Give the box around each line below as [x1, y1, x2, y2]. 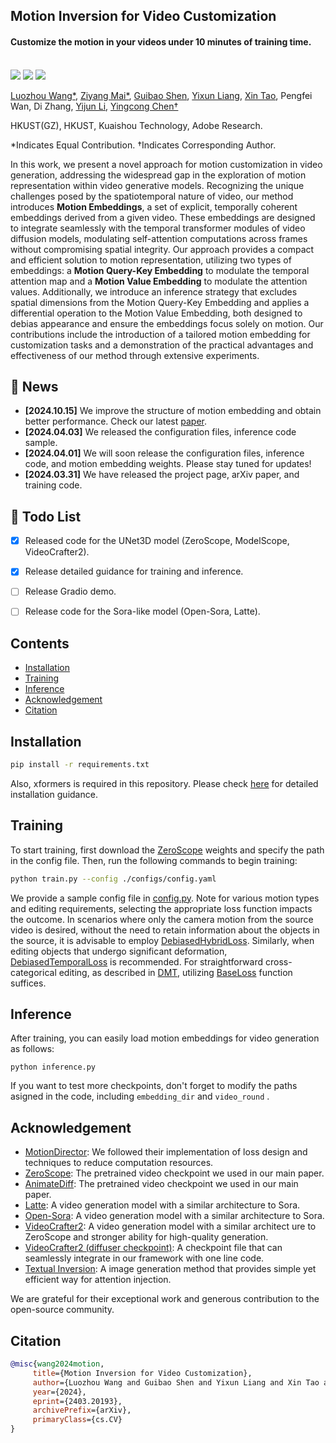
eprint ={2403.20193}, [32, 1396, 123, 1406]
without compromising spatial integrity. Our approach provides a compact [10, 243, 315, 255]
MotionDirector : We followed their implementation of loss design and [24, 1146, 308, 1158]
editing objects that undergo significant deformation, [10, 945, 228, 957]
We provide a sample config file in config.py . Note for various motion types [10, 892, 320, 904]
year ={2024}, [32, 1387, 87, 1397]
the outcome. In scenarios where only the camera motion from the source [10, 913, 314, 925]
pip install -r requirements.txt [10, 760, 150, 770]
